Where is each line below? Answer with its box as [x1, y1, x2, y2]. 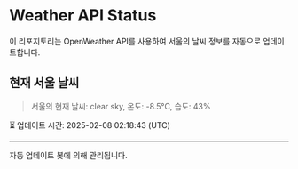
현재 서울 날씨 [9, 76, 80, 91]
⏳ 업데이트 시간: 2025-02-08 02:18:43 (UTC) [9, 119, 171, 130]
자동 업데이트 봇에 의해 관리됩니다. [9, 149, 128, 160]
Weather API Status [9, 5, 157, 26]
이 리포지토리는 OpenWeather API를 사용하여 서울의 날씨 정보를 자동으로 [9, 36, 262, 46]
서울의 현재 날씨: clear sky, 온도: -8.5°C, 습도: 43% [30, 101, 211, 111]
